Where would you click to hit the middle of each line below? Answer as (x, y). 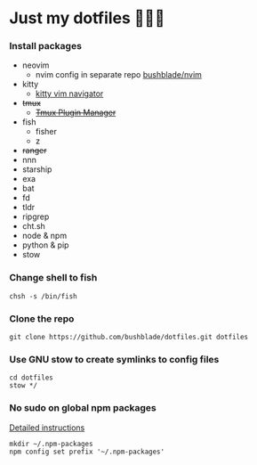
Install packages (46, 46)
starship (37, 169)
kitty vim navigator (69, 94)
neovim (36, 65)
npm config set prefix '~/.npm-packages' (87, 452)
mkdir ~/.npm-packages (51, 444)
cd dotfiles (31, 378)
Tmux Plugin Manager (76, 113)
